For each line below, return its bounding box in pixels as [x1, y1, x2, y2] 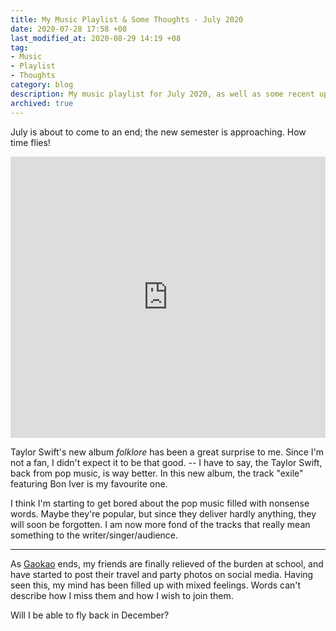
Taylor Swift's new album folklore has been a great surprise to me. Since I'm [10, 446, 325, 458]
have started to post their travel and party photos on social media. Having [10, 568, 314, 580]
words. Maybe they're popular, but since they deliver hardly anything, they [10, 507, 317, 520]
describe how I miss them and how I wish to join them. [10, 589, 234, 601]
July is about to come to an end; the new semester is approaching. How [10, 126, 307, 138]
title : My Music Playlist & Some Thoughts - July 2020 [10, 14, 244, 25]
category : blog [10, 80, 74, 90]
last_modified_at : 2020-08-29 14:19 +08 [10, 33, 182, 43]
